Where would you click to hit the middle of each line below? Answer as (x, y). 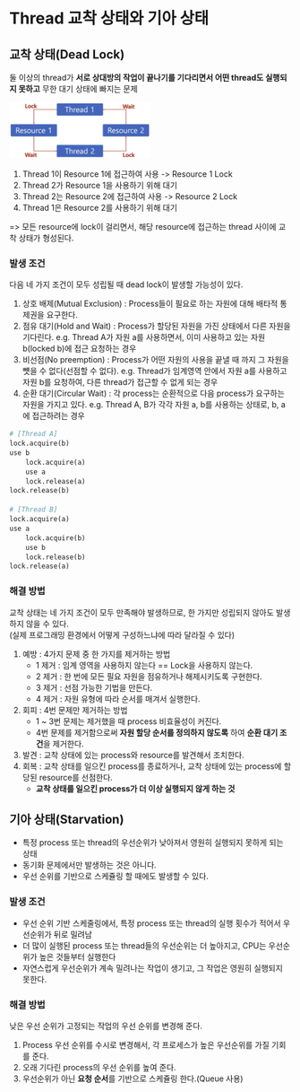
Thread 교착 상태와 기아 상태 (109, 18)
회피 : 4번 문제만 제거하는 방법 (75, 710)
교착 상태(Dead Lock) (67, 54)
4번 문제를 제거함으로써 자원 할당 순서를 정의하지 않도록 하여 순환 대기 (157, 732)
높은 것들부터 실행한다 (77, 957)
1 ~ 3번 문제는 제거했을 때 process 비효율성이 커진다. (129, 721)
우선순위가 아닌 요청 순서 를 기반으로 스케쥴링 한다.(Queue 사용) (133, 1079)
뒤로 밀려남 (73, 934)
